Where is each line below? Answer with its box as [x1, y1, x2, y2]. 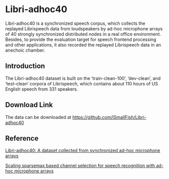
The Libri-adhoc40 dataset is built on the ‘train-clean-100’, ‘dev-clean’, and [5, 75, 161, 81]
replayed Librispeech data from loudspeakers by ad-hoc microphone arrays [5, 25, 163, 31]
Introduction [5, 62, 45, 70]
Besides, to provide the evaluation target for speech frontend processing [5, 36, 156, 42]
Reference [5, 134, 39, 143]
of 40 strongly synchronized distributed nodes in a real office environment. [5, 31, 161, 37]
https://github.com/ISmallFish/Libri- [72, 114, 147, 120]
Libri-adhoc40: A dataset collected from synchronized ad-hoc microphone [5, 148, 160, 154]
